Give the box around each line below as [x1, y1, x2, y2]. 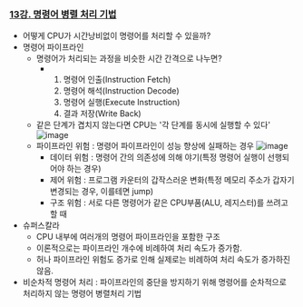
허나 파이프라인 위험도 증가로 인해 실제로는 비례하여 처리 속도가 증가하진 [35, 254, 291, 265]
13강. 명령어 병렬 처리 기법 [9, 7, 117, 20]
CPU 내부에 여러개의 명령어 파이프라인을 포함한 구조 [35, 232, 220, 243]
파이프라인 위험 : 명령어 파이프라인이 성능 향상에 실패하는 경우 [35, 141, 254, 152]
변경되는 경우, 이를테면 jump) [49, 186, 154, 197]
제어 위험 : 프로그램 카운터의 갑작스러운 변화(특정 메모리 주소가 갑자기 [49, 174, 295, 185]
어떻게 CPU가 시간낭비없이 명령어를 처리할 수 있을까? [22, 30, 211, 42]
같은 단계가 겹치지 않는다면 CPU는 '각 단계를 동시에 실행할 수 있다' [35, 120, 270, 131]
